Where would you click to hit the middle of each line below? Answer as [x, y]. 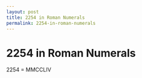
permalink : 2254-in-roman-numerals [51, 23]
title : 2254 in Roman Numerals [46, 18]
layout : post [23, 12]
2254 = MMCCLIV [29, 70]
